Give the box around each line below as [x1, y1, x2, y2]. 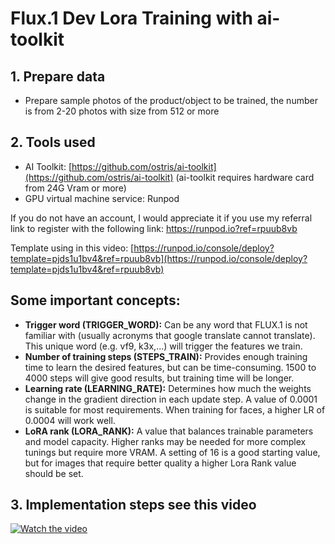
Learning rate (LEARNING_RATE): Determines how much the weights [24, 382, 312, 394]
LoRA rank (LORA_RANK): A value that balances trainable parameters [24, 425, 314, 437]
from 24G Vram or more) [24, 182, 127, 194]
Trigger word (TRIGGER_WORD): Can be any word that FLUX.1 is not [24, 318, 308, 331]
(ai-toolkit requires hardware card [175, 171, 315, 183]
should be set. [24, 467, 84, 479]
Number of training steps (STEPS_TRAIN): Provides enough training [24, 350, 308, 362]
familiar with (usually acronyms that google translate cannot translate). [24, 329, 316, 341]
